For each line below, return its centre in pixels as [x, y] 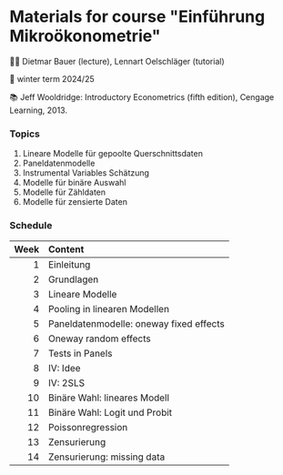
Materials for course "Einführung [137, 17]
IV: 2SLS [67, 382]
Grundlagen [74, 279]
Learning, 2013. [39, 110]
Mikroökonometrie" [85, 36]
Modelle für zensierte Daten [75, 202]
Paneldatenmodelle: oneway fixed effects [136, 323]
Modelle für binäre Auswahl [74, 183]
